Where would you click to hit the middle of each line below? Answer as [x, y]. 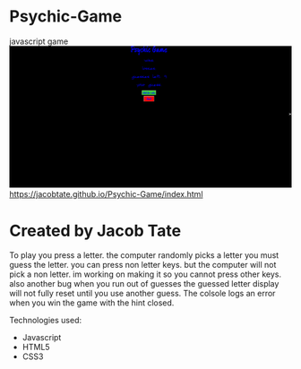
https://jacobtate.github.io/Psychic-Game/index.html [106, 194]
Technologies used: [46, 321]
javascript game [39, 41]
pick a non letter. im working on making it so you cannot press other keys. [146, 274]
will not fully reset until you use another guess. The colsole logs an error [142, 294]
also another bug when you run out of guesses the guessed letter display [144, 284]
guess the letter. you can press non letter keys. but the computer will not [143, 265]
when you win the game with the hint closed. [92, 303]
